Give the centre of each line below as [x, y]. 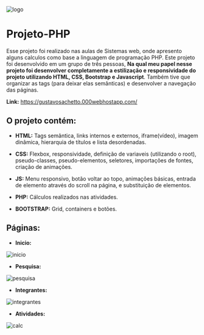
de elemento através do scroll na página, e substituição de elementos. [103, 185]
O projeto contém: [41, 121]
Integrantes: [31, 290]
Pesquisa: [28, 266]
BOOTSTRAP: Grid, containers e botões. [66, 209]
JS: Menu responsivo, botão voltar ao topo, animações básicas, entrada [105, 178]
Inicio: [23, 243]
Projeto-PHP [38, 34]
